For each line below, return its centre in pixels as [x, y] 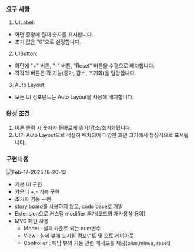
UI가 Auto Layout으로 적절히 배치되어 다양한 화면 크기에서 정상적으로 [94, 135]
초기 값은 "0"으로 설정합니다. [48, 42]
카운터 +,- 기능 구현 [37, 191]
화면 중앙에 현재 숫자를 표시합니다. [54, 35]
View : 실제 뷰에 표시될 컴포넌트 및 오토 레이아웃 [78, 236]
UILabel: [25, 22]
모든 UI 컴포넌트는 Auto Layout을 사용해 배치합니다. [74, 97]
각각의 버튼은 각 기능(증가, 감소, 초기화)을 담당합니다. [75, 73]
